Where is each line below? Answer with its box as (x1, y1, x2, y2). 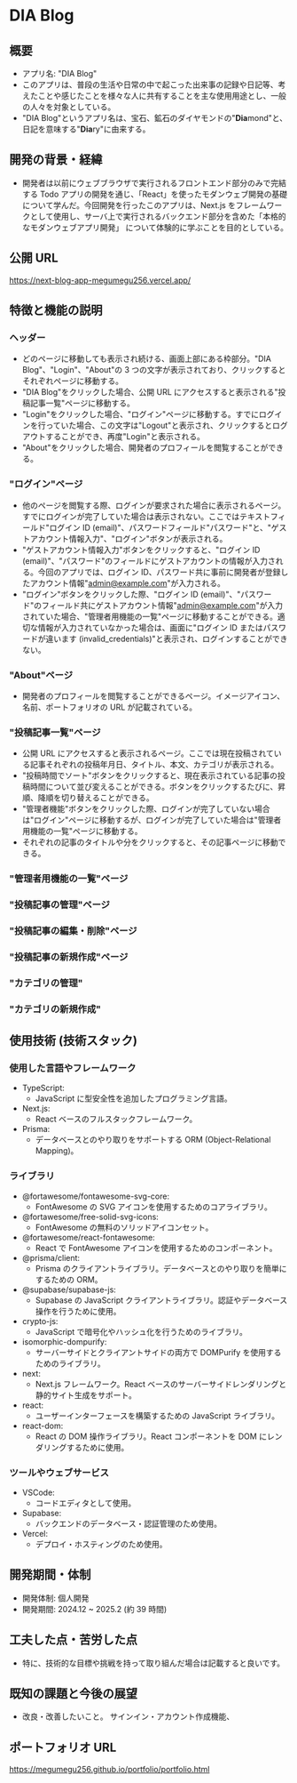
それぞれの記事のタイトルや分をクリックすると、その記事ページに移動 (21, 837, 278, 847)
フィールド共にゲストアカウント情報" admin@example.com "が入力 (41, 599, 284, 610)
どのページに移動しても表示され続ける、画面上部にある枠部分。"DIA (21, 353, 272, 365)
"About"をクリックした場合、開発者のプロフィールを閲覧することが (21, 442, 269, 454)
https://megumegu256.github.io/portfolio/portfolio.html (9, 1764, 210, 1775)
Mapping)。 (35, 1145, 79, 1156)
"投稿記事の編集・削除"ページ (9, 924, 137, 936)
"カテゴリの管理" (9, 976, 83, 989)
